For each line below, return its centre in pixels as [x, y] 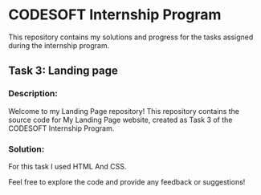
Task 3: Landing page [63, 71]
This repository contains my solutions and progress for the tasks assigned [131, 37]
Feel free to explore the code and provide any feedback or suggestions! [127, 181]
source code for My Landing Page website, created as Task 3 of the [120, 120]
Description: [33, 94]
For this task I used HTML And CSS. [67, 166]
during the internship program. [59, 45]
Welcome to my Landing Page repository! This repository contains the [124, 111]
